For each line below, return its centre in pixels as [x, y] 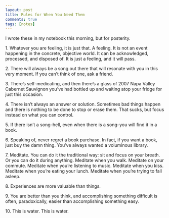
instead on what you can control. [39, 115]
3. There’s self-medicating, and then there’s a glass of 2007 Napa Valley [80, 84]
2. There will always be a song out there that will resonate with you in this [82, 69]
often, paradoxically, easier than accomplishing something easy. [72, 201]
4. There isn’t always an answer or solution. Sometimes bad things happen [83, 104]
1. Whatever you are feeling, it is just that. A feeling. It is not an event [76, 48]
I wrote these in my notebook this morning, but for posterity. [68, 38]
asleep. [13, 177]
